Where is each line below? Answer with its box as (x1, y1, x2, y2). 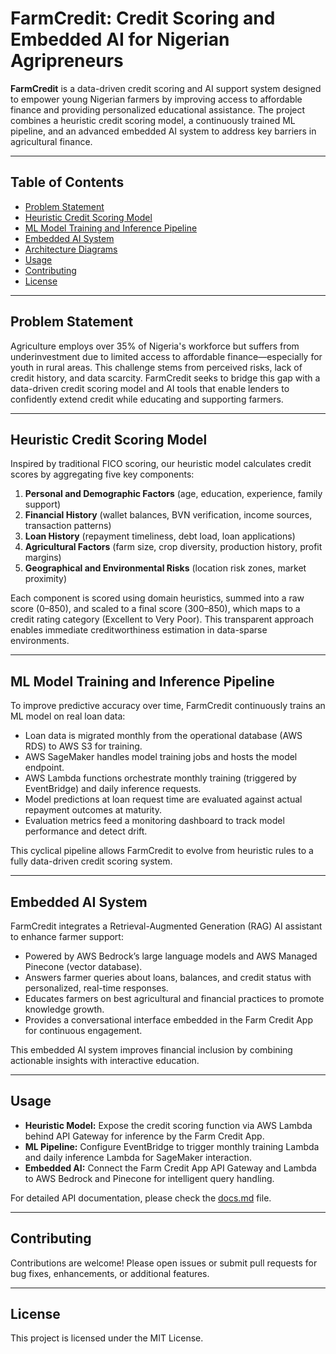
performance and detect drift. (24, 825, 148, 837)
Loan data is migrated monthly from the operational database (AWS (24, 730, 303, 742)
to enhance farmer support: (10, 931, 124, 942)
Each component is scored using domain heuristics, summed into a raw (10, 592, 305, 604)
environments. (10, 635, 70, 647)
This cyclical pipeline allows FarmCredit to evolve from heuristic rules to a (10, 845, 314, 857)
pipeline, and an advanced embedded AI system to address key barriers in (10, 125, 317, 137)
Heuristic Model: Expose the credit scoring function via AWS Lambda (24, 1119, 313, 1131)
